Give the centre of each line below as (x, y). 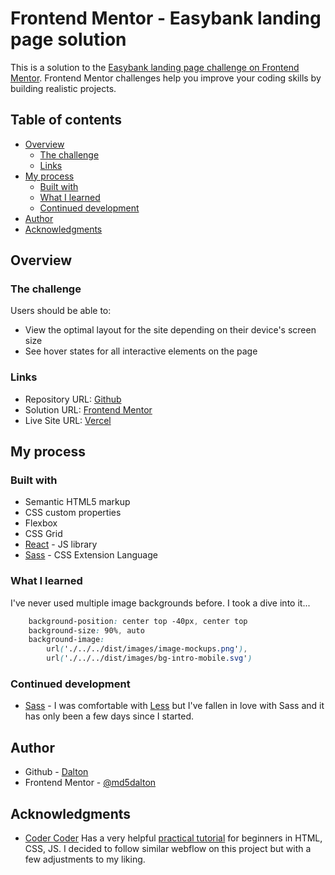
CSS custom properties (73, 513)
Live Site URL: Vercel (68, 420)
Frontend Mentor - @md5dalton (90, 783)
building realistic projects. (63, 88)
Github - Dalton (56, 772)
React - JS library (61, 544)
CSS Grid (43, 534)
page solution (68, 39)
